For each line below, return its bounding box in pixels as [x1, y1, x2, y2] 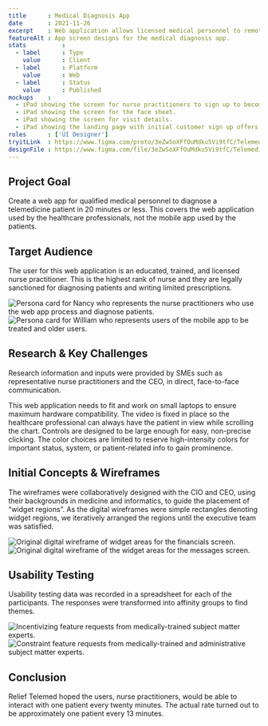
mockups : [8, 93, 52, 101]
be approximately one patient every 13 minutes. [8, 708, 164, 719]
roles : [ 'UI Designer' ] [8, 130, 109, 138]
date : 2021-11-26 [8, 19, 91, 27]
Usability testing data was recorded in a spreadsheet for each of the [8, 589, 233, 599]
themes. [8, 606, 35, 616]
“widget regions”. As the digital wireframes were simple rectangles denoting [8, 504, 258, 514]
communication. [8, 385, 61, 395]
